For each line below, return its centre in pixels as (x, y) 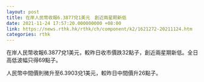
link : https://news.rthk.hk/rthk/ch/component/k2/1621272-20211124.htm (99, 29)
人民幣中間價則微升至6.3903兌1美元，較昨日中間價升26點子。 (84, 73)
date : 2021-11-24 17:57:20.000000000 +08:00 (64, 23)
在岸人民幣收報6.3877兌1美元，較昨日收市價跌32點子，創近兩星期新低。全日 (102, 53)
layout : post (23, 12)
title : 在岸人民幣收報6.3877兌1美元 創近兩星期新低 (67, 18)
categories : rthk (28, 35)
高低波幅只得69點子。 (34, 60)
